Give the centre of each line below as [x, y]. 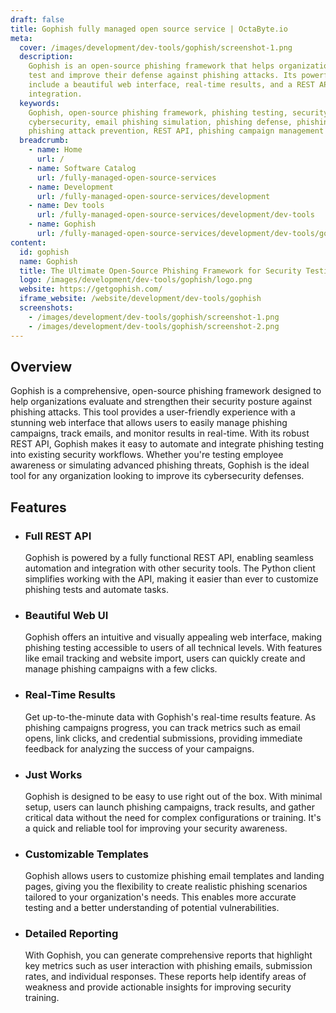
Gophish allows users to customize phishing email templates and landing [174, 876]
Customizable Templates [87, 854]
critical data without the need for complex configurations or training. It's [173, 817]
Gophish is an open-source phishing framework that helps [151, 66]
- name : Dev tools [66, 206]
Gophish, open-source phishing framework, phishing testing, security [178, 112]
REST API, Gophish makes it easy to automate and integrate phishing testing [167, 444]
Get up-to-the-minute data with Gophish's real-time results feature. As [170, 717]
